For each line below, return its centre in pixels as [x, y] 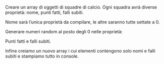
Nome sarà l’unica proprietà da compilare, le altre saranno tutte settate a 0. [83, 22]
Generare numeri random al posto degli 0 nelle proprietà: [64, 32]
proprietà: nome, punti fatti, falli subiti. [45, 12]
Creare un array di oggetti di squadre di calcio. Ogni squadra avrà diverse [81, 7]
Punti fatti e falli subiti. [28, 41]
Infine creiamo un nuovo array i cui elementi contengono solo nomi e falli [80, 51]
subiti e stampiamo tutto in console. [42, 56]
